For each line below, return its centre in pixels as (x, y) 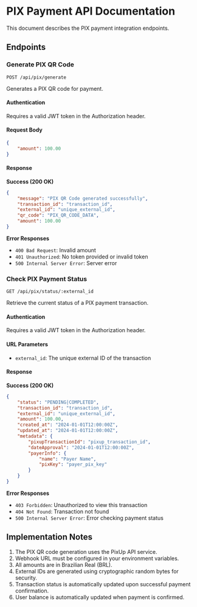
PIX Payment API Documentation (91, 11)
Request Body (24, 130)
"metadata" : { (35, 436)
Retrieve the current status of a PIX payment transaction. (78, 303)
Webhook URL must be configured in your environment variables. (97, 558)
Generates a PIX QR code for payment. (55, 88)
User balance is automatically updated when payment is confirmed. (100, 597)
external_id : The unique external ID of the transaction (83, 358)
